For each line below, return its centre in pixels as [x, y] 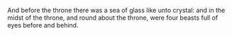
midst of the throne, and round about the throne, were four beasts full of [113, 18]
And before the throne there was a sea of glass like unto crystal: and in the [116, 10]
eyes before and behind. [43, 25]
